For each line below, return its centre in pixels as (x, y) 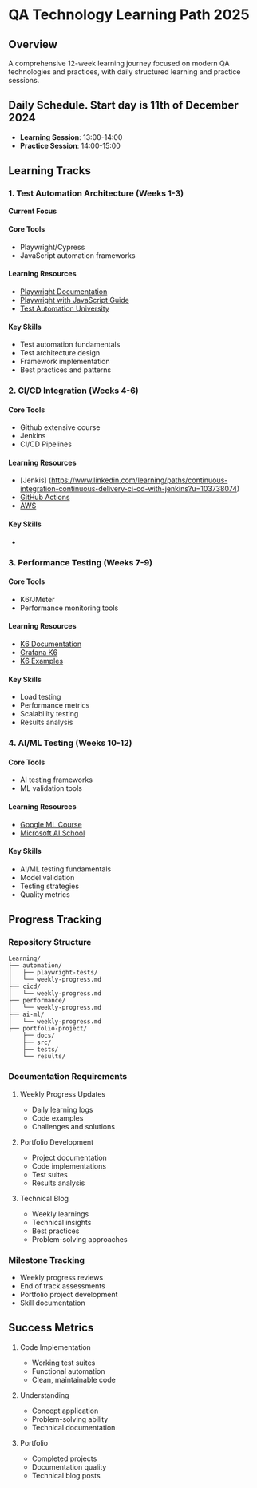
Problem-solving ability (70, 1419)
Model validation (47, 877)
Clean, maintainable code (73, 1379)
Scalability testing (49, 714)
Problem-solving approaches (79, 1239)
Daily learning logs (62, 1109)
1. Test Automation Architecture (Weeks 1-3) (96, 193)
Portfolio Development (57, 1142)
